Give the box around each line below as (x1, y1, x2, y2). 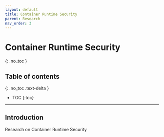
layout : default (5, 7, 38, 12)
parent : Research (5, 16, 41, 21)
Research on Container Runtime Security (5, 126, 87, 132)
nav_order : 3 (5, 21, 32, 26)
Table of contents (5, 72, 60, 81)
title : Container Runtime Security (5, 12, 78, 17)
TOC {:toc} (12, 95, 34, 100)
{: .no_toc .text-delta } (5, 85, 49, 91)
